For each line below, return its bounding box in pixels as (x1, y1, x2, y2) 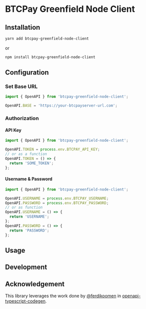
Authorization (5, 115, 39, 122)
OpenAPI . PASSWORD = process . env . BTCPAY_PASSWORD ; (5, 200, 109, 205)
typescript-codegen (5, 298, 46, 304)
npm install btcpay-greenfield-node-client (5, 54, 96, 60)
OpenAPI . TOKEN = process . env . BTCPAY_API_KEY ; (5, 147, 100, 152)
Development (5, 263, 48, 271)
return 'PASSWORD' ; (9, 228, 50, 233)
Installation (5, 23, 40, 32)
